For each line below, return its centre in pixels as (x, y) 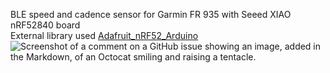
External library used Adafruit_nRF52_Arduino (104, 35)
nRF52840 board (45, 25)
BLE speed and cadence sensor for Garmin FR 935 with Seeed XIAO (151, 14)
